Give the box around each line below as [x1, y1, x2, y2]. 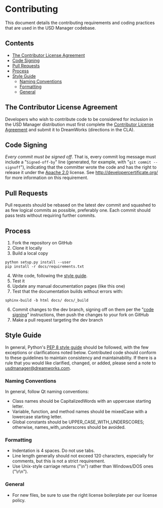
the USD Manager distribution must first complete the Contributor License [5, 121, 154, 127]
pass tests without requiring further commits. [5, 212, 96, 218]
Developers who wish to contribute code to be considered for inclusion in [5, 116, 153, 122]
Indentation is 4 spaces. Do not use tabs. [12, 448, 95, 453]
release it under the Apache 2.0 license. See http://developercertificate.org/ [5, 170, 158, 176]
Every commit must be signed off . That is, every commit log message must [5, 154, 156, 160]
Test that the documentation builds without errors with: [12, 289, 123, 294]
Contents [5, 39, 34, 48]
